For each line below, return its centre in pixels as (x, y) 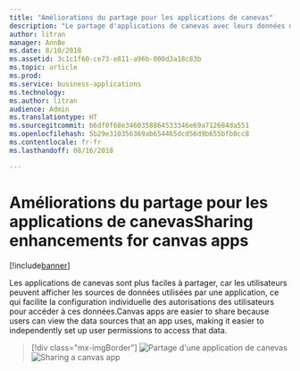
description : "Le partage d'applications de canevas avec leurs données (147, 26)
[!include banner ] (40, 266)
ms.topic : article (43, 68)
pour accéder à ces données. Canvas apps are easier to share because (139, 311)
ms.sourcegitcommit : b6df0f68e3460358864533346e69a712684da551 (129, 126)
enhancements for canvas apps (129, 240)
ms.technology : (37, 92)
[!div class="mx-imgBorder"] (84, 347)
